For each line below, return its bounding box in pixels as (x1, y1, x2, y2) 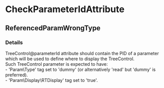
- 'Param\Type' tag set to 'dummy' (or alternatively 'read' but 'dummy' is (5, 66, 156, 72)
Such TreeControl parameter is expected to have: (5, 61, 108, 67)
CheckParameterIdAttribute (5, 4, 125, 15)
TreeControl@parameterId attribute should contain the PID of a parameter (5, 50, 159, 56)
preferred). (5, 72, 28, 78)
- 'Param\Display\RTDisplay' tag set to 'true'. (5, 77, 98, 83)
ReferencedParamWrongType (5, 24, 101, 32)
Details (5, 39, 23, 46)
